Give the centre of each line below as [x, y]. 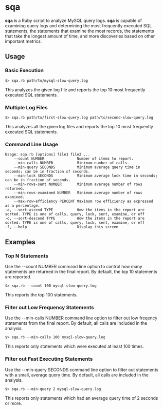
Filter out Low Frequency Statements [50, 307]
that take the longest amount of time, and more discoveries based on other [80, 36]
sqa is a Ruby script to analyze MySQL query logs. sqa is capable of [73, 20]
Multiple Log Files [26, 107]
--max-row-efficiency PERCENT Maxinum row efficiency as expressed [83, 201]
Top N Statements [27, 256]
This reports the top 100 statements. [41, 294]
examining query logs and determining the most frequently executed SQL [79, 25]
